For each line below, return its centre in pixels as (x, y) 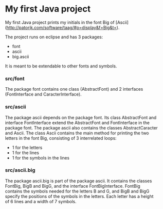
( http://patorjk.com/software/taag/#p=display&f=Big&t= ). (62, 27)
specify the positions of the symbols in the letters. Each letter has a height (79, 196)
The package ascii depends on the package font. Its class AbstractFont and (81, 117)
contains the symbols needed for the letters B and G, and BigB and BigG (77, 191)
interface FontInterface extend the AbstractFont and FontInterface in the (77, 123)
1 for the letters (27, 147)
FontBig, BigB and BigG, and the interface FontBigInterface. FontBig (73, 186)
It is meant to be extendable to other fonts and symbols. (61, 66)
